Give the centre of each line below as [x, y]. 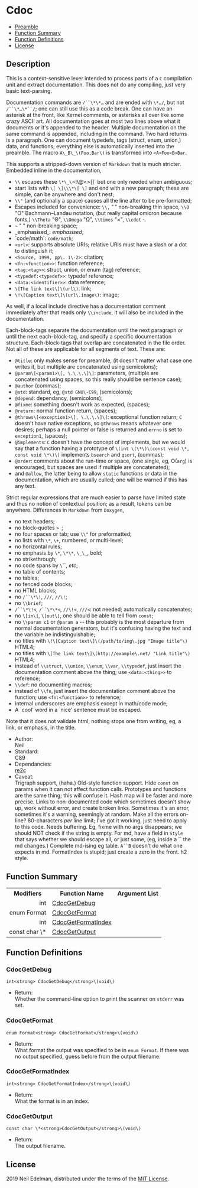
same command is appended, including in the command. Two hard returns [97, 134]
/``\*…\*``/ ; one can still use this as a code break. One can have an [89, 108]
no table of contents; [40, 571]
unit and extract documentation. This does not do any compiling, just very [96, 84]
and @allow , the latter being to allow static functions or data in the [96, 473]
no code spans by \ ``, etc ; [46, 565]
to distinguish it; [34, 250]
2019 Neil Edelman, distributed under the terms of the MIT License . [88, 1179]
